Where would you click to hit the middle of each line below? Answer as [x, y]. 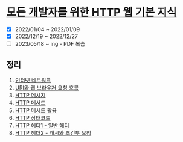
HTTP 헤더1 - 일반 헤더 [42, 125]
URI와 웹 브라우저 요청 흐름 [47, 87]
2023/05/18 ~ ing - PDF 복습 [50, 44]
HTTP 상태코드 [33, 117]
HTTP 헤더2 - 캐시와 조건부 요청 [53, 132]
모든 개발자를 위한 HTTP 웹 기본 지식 [91, 12]
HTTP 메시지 [30, 95]
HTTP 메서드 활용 [36, 110]
